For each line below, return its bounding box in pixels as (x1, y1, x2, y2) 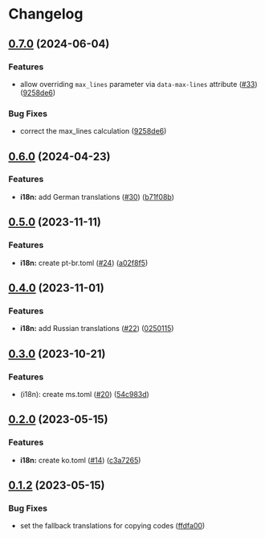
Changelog (8, 5, 84, 23)
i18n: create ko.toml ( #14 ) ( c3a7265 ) (19, 455, 141, 465)
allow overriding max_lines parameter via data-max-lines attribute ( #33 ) (19, 79, 259, 89)
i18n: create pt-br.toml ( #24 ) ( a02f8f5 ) (19, 258, 149, 267)
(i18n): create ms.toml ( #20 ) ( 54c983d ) (19, 389, 150, 399)
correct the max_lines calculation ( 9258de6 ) (19, 126, 167, 136)
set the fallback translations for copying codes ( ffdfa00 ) (19, 521, 206, 531)
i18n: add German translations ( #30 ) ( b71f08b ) (19, 192, 175, 201)
